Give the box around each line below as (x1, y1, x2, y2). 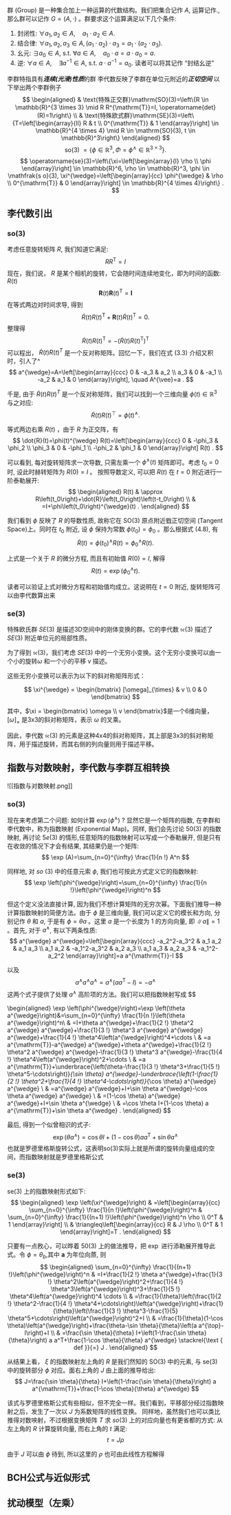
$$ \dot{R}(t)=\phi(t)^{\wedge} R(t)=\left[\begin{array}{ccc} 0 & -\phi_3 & (12, 436, 219, 444)
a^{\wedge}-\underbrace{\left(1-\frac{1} (105, 1069, 219, 1078)
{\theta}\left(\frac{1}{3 (52, 1307, 115, 1315)
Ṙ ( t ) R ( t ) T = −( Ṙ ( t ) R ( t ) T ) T (82, 336, 149, 345)
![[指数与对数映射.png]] (7, 782, 73, 790)
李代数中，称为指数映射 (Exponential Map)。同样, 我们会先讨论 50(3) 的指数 (7, 824, 221, 832)
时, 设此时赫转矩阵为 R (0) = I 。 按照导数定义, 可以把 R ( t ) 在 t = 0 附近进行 (7, 468, 217, 476)
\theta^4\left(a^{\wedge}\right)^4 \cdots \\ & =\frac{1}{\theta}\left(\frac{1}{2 (9, 1292, 222, 1300)
